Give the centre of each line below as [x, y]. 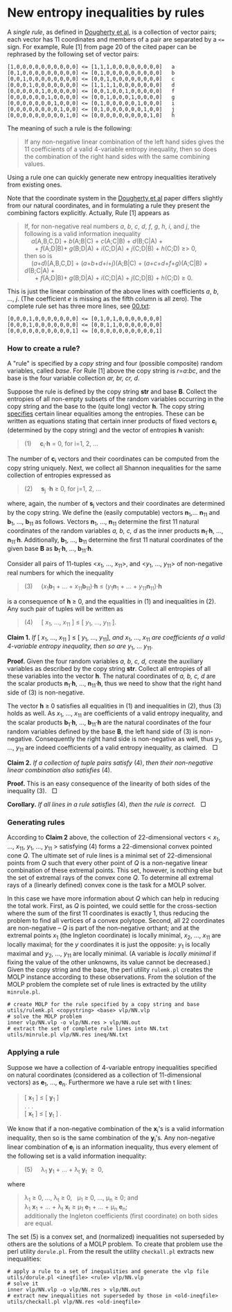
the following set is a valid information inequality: [77, 1156]
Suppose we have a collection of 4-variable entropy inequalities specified [112, 1067]
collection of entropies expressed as [59, 475]
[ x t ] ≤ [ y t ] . [43, 1115]
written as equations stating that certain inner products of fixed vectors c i [112, 422]
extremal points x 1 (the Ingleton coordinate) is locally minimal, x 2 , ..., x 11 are [114, 936]
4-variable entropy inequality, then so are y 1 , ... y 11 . [80, 647]
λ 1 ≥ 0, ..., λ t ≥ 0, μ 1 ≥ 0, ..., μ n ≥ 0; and [81, 1199]
